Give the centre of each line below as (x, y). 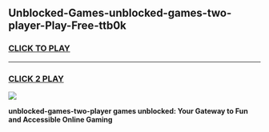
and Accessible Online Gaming (60, 119)
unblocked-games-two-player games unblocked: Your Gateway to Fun (128, 110)
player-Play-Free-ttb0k (67, 26)
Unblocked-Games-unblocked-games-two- (120, 13)
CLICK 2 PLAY (36, 78)
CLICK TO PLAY (39, 49)
